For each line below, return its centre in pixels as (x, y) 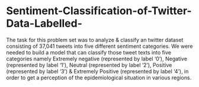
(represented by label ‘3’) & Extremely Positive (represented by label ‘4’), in (97, 71)
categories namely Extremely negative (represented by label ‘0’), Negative (97, 59)
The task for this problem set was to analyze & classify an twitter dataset (95, 40)
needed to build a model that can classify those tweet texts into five (89, 52)
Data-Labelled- (44, 23)
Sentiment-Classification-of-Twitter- (99, 11)
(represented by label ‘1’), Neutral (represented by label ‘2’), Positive (89, 65)
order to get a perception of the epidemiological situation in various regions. (99, 78)
